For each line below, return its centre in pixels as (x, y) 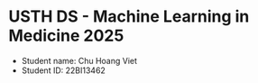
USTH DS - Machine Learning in (129, 17)
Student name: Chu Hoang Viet (79, 60)
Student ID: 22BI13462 (63, 70)
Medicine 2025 (66, 36)
